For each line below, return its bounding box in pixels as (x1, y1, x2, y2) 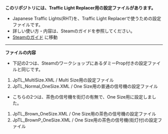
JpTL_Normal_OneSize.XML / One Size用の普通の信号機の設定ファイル (12, 83, 158, 89)
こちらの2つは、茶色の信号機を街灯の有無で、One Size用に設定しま (12, 94, 152, 99)
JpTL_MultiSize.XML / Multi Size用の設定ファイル (12, 77, 114, 83)
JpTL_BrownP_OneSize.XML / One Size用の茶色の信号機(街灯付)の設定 (12, 117, 158, 123)
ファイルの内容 (5, 49, 36, 55)
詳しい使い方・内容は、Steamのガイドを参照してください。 (12, 28, 135, 34)
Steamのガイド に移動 (12, 34, 58, 40)
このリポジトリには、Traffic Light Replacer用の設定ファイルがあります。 (5, 5, 156, 10)
